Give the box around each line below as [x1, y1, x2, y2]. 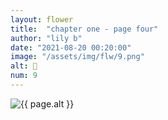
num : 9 [10, 71, 38, 81]
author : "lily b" [10, 33, 83, 43]
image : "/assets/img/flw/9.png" [10, 52, 145, 62]
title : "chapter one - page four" [10, 24, 159, 34]
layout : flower [10, 14, 74, 25]
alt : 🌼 [10, 61, 38, 71]
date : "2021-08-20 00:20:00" [10, 42, 132, 53]
